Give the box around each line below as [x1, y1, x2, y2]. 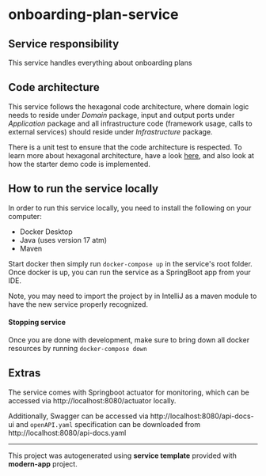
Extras [8, 366, 41, 380]
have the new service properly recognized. [8, 299, 149, 309]
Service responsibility [8, 37, 120, 51]
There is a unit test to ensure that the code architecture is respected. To [8, 142, 243, 152]
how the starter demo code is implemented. [8, 159, 150, 168]
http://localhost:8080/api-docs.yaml [8, 428, 127, 437]
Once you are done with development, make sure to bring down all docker [8, 334, 250, 345]
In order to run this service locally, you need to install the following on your [8, 203, 252, 213]
